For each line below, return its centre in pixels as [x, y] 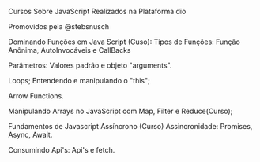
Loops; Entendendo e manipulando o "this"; [79, 81]
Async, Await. [30, 134]
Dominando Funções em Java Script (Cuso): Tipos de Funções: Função [124, 42]
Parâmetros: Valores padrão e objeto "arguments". [90, 65]
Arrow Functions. [36, 96]
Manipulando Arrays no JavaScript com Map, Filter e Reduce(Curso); [121, 111]
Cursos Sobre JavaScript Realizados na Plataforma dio [97, 11]
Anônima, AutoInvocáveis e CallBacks [70, 50]
